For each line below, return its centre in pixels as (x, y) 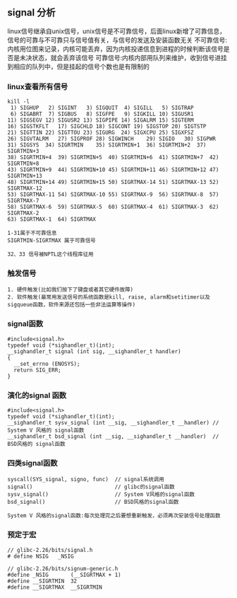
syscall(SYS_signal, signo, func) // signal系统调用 (86, 480)
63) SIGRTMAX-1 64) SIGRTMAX (52, 219)
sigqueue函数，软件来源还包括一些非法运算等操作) (72, 305)
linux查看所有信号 (38, 86)
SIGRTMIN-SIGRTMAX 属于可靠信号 (52, 241)
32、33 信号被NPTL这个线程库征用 (50, 254)
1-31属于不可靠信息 (32, 233)
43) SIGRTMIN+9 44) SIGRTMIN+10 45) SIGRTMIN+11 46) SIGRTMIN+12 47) (113, 170)
